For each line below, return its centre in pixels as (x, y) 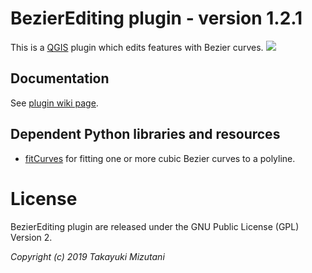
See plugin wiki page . (54, 103)
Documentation (60, 78)
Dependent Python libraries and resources (145, 134)
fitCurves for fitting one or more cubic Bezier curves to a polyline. (160, 158)
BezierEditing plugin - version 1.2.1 (156, 18)
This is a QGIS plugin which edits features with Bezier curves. (137, 47)
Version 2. (31, 237)
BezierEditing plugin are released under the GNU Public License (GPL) (155, 226)
